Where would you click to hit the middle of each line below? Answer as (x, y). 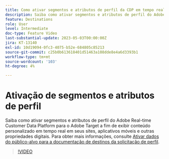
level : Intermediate (27, 29)
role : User (17, 24)
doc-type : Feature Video (31, 33)
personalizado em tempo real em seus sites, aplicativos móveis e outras (80, 131)
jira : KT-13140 (21, 43)
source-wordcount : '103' (31, 62)
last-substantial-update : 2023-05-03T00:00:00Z (56, 38)
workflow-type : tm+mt (28, 57)
